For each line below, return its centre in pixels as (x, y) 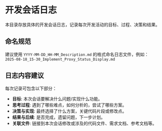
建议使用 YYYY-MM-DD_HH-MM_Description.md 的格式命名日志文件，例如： (77, 54)
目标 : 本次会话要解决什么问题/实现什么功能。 (57, 99)
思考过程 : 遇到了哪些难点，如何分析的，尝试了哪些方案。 (69, 105)
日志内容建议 (25, 76)
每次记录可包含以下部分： (31, 88)
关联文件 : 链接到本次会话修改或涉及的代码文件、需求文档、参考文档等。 (84, 123)
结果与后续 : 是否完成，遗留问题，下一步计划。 (59, 117)
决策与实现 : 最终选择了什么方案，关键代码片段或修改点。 (69, 111)
